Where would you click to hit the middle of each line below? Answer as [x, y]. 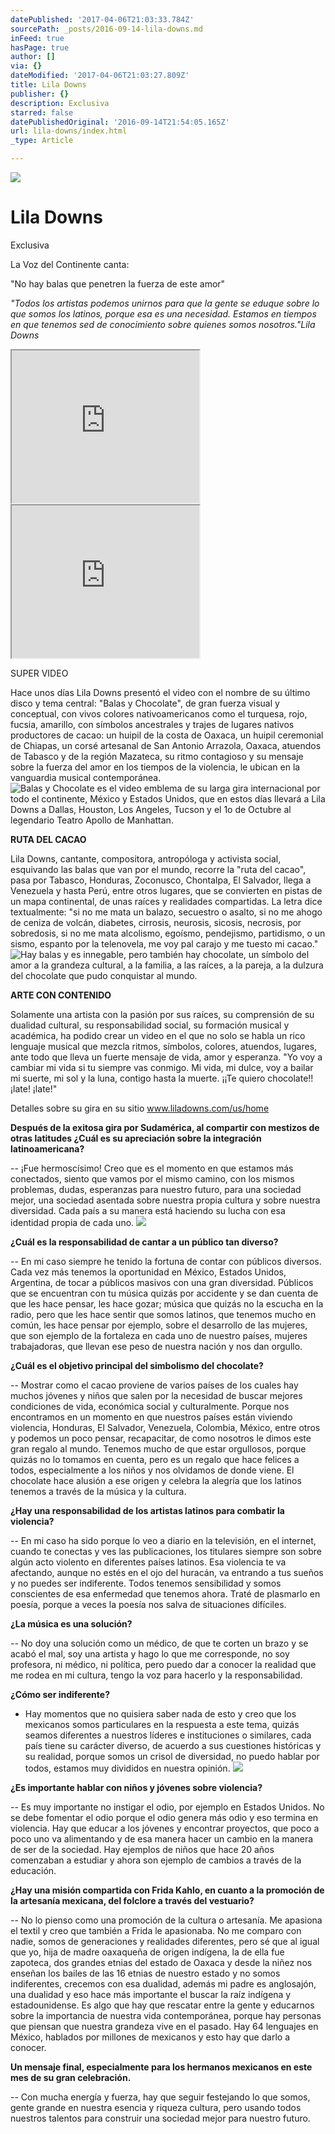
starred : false [42, 112]
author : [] [33, 57]
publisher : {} [40, 94]
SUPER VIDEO [39, 673]
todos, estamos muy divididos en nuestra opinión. [127, 1768]
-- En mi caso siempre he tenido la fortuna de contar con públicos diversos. [166, 1261]
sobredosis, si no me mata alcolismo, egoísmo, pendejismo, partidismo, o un [168, 933]
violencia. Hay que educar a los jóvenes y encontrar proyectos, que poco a [165, 1828]
